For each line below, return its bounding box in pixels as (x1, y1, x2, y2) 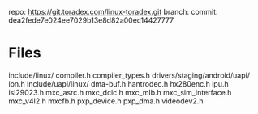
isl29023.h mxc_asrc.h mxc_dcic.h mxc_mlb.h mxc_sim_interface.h (8, 87, 232, 97)
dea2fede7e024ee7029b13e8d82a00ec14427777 (8, 15, 174, 25)
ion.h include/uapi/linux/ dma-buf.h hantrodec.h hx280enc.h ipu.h (8, 78, 229, 88)
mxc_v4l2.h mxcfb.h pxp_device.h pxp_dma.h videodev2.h (8, 96, 204, 106)
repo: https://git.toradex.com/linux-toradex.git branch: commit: (8, 7, 218, 16)
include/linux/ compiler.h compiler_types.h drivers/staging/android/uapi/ (8, 70, 250, 80)
